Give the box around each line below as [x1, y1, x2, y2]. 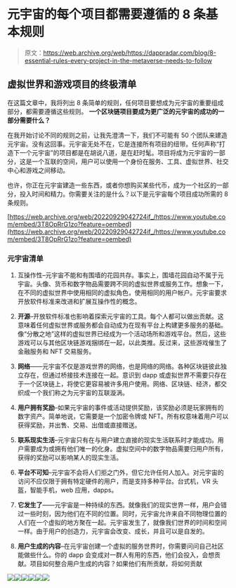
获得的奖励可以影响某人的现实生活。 [17, 453, 123, 462]
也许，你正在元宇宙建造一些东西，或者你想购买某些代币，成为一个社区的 [7, 180, 216, 189]
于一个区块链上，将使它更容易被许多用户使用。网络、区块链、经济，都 [17, 380, 221, 388]
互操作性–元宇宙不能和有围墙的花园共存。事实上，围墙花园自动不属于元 [17, 271, 224, 279]
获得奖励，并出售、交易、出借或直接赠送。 [17, 421, 141, 429]
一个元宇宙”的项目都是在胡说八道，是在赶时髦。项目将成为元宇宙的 [19, 148, 214, 156]
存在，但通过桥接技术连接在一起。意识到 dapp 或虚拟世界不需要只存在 [23, 371, 227, 380]
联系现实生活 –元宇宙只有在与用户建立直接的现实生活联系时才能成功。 [17, 436, 218, 444]
